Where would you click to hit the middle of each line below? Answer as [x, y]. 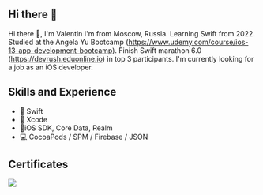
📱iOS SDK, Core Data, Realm [66, 128]
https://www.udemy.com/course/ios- [188, 42]
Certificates [38, 165]
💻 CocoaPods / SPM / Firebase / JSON [84, 137]
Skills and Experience [62, 92]
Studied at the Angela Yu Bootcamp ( [68, 42]
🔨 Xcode [34, 119]
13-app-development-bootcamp [60, 50]
